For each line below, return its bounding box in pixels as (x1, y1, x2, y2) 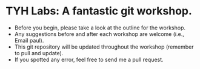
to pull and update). (14, 49, 64, 56)
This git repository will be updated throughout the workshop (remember (14, 43, 194, 50)
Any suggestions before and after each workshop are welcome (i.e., (14, 30, 184, 37)
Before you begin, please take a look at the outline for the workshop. (14, 24, 186, 31)
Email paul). (14, 37, 44, 44)
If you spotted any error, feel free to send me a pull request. (14, 56, 164, 63)
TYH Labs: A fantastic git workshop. (5, 4, 192, 18)
